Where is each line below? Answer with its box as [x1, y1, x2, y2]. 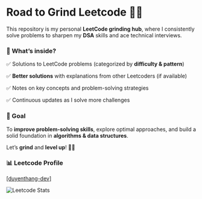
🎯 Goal [6, 112, 26, 120]
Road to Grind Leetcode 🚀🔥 [6, 5, 144, 19]
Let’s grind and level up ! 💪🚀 [6, 144, 75, 151]
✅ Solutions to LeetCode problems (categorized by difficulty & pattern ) [6, 60, 185, 68]
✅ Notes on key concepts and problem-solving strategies [6, 84, 149, 92]
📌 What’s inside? [6, 46, 56, 55]
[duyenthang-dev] [6, 174, 52, 182]
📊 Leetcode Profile [6, 159, 63, 167]
